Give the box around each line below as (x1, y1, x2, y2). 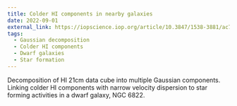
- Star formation (13, 57, 65, 64)
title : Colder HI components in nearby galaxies (7, 10, 153, 18)
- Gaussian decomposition (13, 37, 90, 44)
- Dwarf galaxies (13, 50, 65, 57)
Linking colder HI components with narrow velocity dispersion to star (7, 83, 208, 92)
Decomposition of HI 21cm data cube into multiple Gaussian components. (7, 76, 221, 84)
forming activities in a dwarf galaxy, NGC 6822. (7, 90, 145, 99)
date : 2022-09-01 (7, 17, 59, 24)
